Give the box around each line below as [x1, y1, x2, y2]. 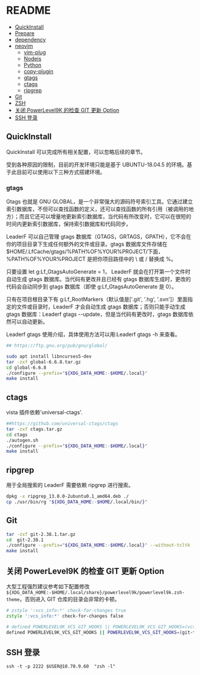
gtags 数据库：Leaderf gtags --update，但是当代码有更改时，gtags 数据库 [6, 311, 189, 318]
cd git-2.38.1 [6, 537, 44, 543]
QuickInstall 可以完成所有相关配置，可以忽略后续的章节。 [6, 148, 146, 155]
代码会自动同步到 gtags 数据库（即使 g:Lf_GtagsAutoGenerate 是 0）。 [6, 283, 177, 290]
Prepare [14, 29, 35, 36]
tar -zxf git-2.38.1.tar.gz [6, 531, 76, 537]
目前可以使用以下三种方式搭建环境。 [16, 168, 105, 175]
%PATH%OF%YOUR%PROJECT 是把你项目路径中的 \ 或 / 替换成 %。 [6, 255, 177, 263]
